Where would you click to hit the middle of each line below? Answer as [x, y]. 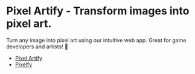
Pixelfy [24, 64]
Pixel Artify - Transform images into [98, 11]
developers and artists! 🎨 [37, 47]
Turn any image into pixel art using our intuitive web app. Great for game [96, 40]
